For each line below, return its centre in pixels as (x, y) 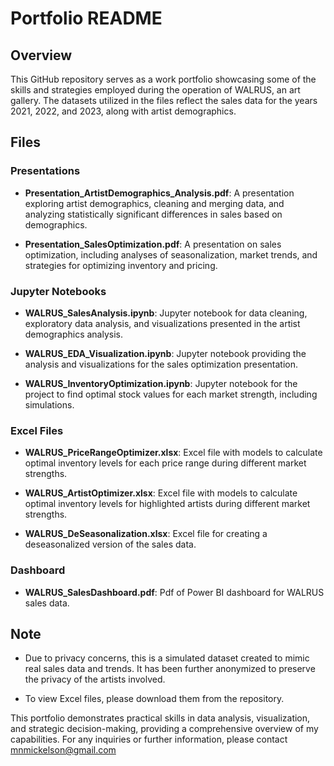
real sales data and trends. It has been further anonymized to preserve (170, 669)
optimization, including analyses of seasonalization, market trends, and (171, 254)
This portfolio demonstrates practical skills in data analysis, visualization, (160, 718)
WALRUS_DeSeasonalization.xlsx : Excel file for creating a (146, 534)
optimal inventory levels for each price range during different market (165, 463)
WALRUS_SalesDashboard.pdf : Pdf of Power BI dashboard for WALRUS (174, 592)
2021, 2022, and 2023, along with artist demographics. (123, 111)
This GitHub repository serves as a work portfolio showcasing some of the (163, 79)
